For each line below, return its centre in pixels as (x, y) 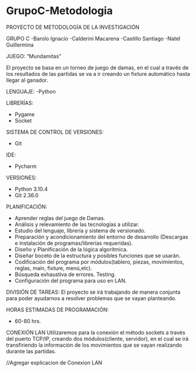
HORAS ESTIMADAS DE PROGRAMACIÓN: (57, 310)
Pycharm (26, 166)
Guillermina (20, 45)
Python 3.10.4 (31, 189)
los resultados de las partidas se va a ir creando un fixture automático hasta (98, 74)
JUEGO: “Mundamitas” (34, 56)
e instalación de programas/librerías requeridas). (74, 243)
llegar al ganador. (27, 80)
